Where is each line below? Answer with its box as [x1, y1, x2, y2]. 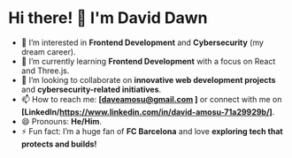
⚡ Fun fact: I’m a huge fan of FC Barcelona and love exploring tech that [20, 125, 284, 136]
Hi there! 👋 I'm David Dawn [8, 8, 208, 28]
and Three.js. [20, 65, 70, 76]
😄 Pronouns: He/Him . [20, 116, 103, 126]
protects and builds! [20, 139, 97, 149]
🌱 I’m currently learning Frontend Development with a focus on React [20, 56, 276, 66]
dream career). [20, 46, 76, 56]
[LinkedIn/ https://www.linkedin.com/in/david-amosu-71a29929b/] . [20, 106, 275, 117]
